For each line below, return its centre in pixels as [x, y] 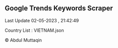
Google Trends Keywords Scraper [59, 8]
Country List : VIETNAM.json [34, 30]
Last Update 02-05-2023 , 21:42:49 [42, 20]
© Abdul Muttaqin [23, 40]
